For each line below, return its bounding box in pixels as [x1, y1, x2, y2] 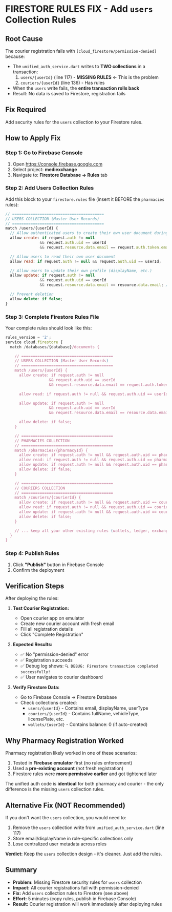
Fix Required [5, 106, 47, 114]
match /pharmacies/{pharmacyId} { [14, 448, 88, 453]
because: [5, 53, 25, 59]
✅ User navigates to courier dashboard [20, 674, 103, 680]
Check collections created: [20, 700, 77, 706]
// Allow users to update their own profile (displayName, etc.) [10, 268, 153, 273]
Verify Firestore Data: [12, 685, 60, 691]
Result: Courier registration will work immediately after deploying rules [12, 901, 162, 907]
